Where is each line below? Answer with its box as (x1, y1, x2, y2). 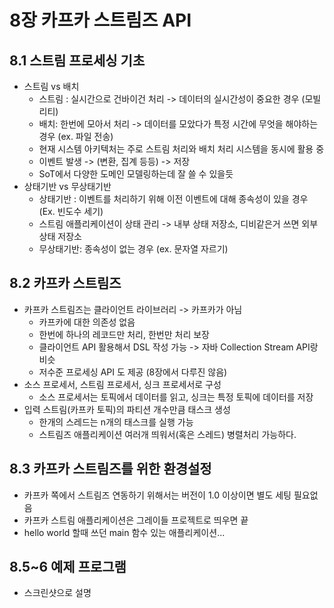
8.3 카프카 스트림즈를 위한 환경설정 (9, 461, 212, 478)
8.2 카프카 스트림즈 (9, 275, 122, 292)
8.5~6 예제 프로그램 (9, 559, 127, 576)
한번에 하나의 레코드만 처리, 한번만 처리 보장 (38, 328, 210, 340)
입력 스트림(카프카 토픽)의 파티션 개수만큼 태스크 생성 (23, 403, 231, 415)
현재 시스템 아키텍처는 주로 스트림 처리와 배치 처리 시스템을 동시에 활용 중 (38, 143, 325, 155)
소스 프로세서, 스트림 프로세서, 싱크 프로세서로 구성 (23, 378, 222, 390)
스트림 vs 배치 (23, 81, 80, 92)
